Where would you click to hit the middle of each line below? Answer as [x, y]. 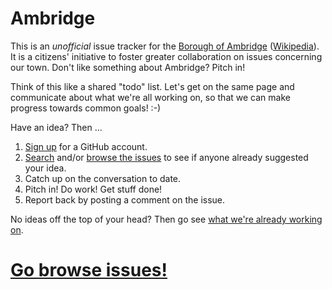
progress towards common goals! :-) [86, 108]
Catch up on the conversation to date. [103, 178]
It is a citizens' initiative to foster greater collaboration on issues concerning [166, 56]
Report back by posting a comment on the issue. [125, 199]
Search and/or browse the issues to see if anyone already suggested [166, 157]
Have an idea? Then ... [56, 127]
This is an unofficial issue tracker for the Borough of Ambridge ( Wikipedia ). [165, 46]
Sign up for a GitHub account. [86, 146]
